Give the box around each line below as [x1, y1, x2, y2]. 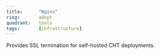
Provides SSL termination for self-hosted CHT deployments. [6, 42, 156, 49]
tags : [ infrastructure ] [6, 25, 83, 32]
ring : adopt [6, 14, 52, 20]
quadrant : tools [6, 20, 52, 26]
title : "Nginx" [6, 8, 58, 15]
